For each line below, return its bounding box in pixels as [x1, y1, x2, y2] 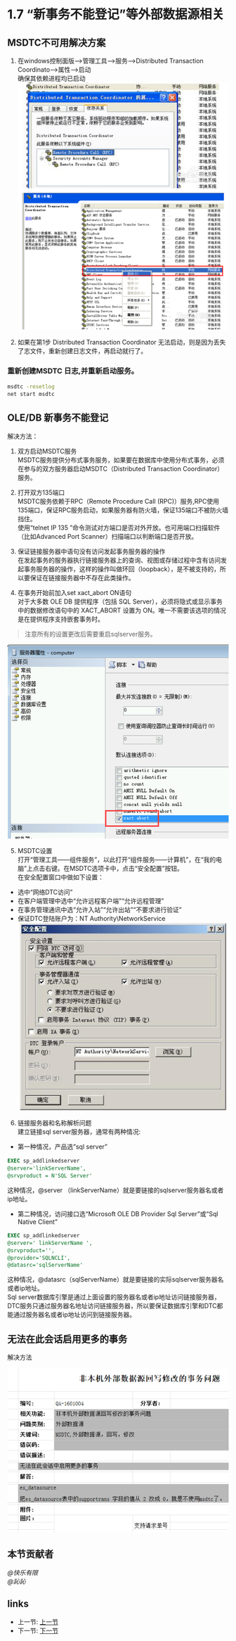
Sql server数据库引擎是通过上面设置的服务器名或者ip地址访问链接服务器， [7, 1293, 221, 1301]
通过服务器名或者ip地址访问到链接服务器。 [13, 1310, 136, 1319]
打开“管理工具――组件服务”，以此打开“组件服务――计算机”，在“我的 [17, 855, 216, 864]
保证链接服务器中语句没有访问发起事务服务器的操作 [17, 547, 166, 556]
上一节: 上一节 [17, 1617, 58, 1626]
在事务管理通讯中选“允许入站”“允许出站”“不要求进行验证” [17, 905, 182, 914]
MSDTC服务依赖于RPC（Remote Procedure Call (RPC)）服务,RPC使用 [17, 497, 220, 505]
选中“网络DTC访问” [17, 888, 73, 896]
